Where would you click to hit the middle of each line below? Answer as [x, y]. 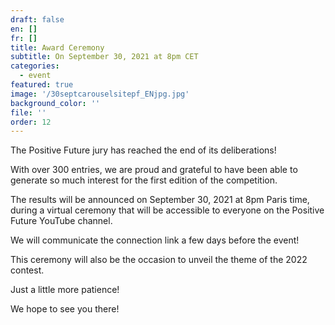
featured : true [42, 85]
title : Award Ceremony [57, 47]
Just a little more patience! [65, 290]
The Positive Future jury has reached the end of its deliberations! [143, 150]
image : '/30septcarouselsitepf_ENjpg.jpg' [100, 94]
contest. [27, 270]
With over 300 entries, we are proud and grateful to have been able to [154, 170]
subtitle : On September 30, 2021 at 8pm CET [104, 57]
